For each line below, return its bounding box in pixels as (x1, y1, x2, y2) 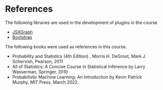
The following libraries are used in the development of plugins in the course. (5, 20, 159, 25)
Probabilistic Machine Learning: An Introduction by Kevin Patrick (12, 74, 142, 80)
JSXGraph (12, 29, 33, 35)
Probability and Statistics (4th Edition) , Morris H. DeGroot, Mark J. (12, 53, 147, 59)
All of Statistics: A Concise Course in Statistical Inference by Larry (12, 64, 145, 69)
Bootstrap (12, 34, 32, 40)
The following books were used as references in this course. (5, 44, 127, 49)
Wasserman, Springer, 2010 (12, 68, 69, 74)
